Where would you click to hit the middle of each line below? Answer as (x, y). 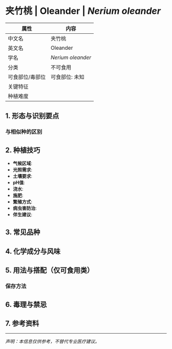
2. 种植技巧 (23, 150)
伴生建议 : (22, 215)
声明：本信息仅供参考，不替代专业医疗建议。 (52, 341)
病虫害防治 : (25, 208)
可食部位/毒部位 (27, 77)
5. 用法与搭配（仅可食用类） (49, 270)
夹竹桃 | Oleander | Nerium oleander (83, 11)
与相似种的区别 (24, 132)
